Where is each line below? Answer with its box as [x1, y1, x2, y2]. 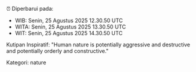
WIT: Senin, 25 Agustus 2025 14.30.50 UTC [14, 30, 123, 36]
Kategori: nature [6, 59, 46, 66]
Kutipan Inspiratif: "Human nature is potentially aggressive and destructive [6, 41, 191, 48]
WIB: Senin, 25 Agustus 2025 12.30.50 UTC [14, 17, 123, 24]
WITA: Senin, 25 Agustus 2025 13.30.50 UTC [14, 23, 126, 30]
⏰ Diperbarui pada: [6, 5, 54, 12]
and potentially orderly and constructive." [6, 48, 109, 54]
